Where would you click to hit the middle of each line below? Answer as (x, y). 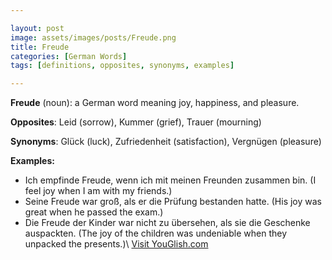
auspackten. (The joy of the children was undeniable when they (156, 233)
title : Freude (40, 47)
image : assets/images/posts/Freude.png (93, 37)
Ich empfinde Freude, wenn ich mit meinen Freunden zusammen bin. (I (170, 180)
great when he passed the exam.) (94, 212)
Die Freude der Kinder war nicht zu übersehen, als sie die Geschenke (167, 223)
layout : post (37, 28)
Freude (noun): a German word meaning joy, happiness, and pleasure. (155, 103)
